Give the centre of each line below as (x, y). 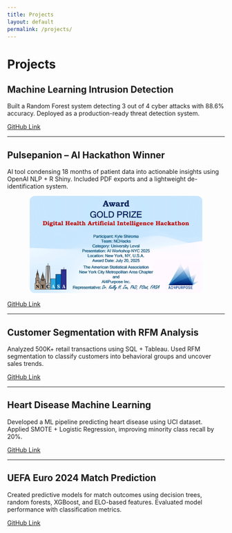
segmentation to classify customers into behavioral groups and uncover (109, 356)
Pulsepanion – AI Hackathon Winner (86, 155)
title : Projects (30, 14)
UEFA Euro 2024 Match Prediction (82, 478)
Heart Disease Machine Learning (79, 405)
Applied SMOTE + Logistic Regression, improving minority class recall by (111, 429)
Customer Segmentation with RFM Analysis (103, 332)
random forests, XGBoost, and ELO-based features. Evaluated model (105, 502)
